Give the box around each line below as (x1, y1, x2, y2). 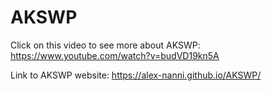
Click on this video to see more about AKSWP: (10, 39, 201, 51)
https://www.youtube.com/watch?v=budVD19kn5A (10, 49, 220, 61)
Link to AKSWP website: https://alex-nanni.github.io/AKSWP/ (10, 69, 262, 81)
